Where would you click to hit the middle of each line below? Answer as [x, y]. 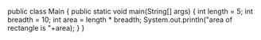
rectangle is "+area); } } [46, 28]
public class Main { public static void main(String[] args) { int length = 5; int [130, 11]
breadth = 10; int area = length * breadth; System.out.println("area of [120, 20]
